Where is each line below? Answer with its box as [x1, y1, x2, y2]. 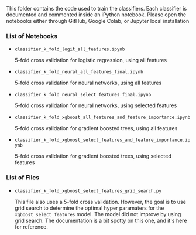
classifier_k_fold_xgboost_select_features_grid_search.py [14, 188, 162, 194]
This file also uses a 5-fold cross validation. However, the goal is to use [14, 198, 186, 205]
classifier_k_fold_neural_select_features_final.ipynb [14, 92, 152, 98]
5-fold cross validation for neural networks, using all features [14, 79, 162, 87]
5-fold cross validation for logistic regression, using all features [14, 57, 167, 64]
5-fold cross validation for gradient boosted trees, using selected [14, 152, 171, 160]
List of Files [6, 173, 40, 182]
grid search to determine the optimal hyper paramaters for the [14, 205, 164, 212]
